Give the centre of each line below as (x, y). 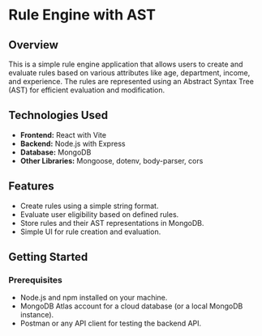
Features (31, 187)
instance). (37, 315)
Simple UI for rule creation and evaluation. (90, 232)
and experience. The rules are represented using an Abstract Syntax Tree (131, 81)
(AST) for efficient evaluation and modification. (86, 90)
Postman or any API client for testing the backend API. (111, 323)
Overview (34, 45)
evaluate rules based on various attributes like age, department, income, (129, 73)
